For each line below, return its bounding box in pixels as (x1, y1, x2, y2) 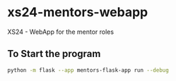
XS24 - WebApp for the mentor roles (7, 27, 115, 36)
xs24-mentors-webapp (7, 4, 148, 20)
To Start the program (7, 48, 101, 60)
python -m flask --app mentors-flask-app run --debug (7, 66, 170, 74)
